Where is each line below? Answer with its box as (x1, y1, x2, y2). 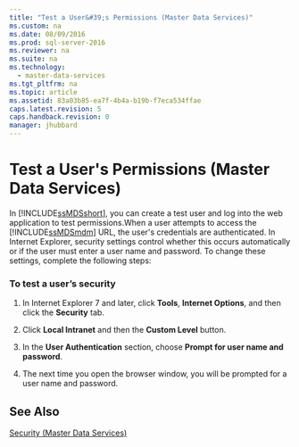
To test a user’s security (9, 277, 116, 290)
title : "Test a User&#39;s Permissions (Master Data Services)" (9, 12, 253, 22)
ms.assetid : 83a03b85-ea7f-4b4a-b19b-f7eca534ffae (9, 95, 202, 105)
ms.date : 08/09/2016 (9, 29, 87, 38)
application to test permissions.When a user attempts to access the (9, 217, 257, 228)
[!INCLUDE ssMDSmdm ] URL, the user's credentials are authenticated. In (9, 227, 276, 237)
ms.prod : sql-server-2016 (9, 37, 105, 47)
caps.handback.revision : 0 (9, 112, 110, 121)
